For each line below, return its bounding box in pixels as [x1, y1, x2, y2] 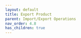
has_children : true [5, 26, 45, 31]
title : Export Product [5, 12, 52, 17]
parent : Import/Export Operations [5, 16, 77, 21]
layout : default [5, 7, 39, 12]
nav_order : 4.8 [5, 21, 37, 26]
